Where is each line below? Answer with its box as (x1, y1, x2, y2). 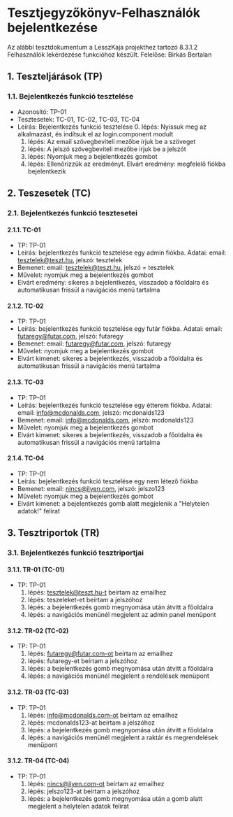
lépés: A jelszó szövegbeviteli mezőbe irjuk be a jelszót (27, 145, 186, 153)
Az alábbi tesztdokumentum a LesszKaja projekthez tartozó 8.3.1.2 (7, 43, 198, 51)
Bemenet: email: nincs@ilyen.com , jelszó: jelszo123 (17, 484, 165, 492)
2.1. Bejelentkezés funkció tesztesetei (7, 208, 138, 218)
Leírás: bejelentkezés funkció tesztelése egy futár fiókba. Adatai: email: (17, 325, 223, 333)
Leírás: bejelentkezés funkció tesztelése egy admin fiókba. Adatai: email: (17, 248, 227, 257)
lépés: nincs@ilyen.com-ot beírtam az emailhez (27, 779, 165, 788)
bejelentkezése (7, 20, 98, 36)
